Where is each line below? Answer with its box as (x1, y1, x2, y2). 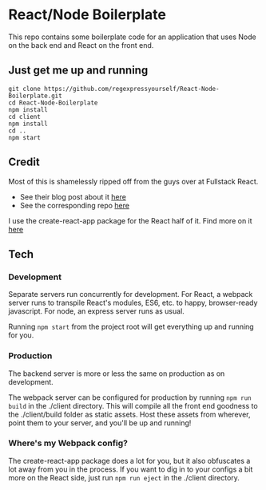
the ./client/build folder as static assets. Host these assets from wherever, (8, 409, 251, 419)
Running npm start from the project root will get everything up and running (8, 322, 254, 332)
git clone (8, 85, 42, 93)
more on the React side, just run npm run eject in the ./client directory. (8, 472, 240, 482)
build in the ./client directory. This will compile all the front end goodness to (8, 401, 258, 410)
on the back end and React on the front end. (8, 40, 154, 49)
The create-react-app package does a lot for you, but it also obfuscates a (8, 456, 251, 465)
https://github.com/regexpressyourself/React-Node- (43, 85, 220, 93)
